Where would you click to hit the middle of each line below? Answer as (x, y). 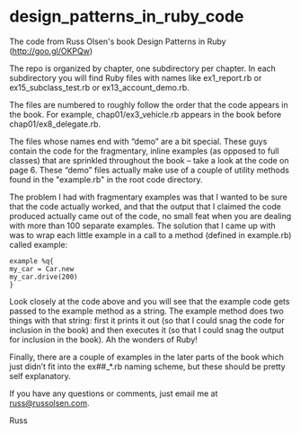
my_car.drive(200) (44, 277)
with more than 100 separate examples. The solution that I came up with (142, 225)
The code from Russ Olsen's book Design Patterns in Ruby (118, 41)
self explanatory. (40, 376)
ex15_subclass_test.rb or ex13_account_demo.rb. (100, 87)
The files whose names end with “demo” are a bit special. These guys (138, 141)
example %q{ (31, 261)
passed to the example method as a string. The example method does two (147, 311)
